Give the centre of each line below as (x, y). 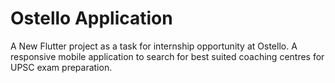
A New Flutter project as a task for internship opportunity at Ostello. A (154, 46)
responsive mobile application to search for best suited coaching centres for (167, 56)
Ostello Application (91, 18)
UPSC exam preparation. (61, 67)
